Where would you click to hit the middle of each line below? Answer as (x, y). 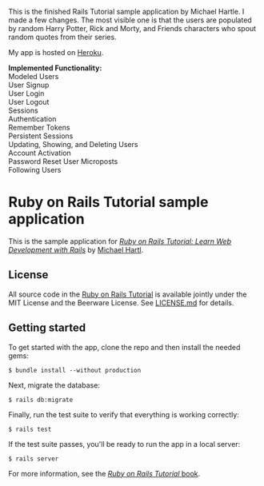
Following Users (35, 170)
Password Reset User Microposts (63, 161)
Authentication (32, 119)
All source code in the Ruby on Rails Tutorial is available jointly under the (128, 294)
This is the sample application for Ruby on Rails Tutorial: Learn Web (120, 241)
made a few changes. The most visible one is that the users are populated (130, 20)
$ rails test (30, 429)
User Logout (29, 102)
